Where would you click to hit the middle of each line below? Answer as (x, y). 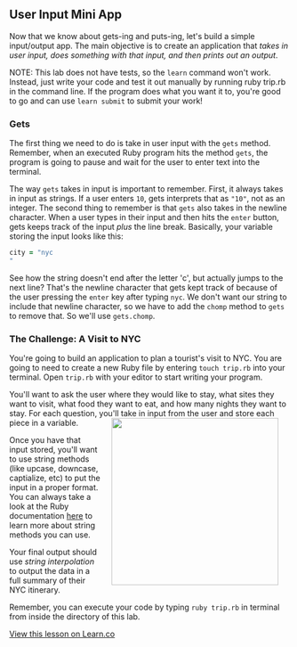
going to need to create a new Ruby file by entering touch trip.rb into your (148, 368)
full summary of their (48, 581)
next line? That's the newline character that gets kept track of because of (144, 287)
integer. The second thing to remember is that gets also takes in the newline (148, 208)
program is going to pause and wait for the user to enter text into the (135, 162)
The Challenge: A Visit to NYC (75, 339)
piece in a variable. (44, 423)
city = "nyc (31, 253)
